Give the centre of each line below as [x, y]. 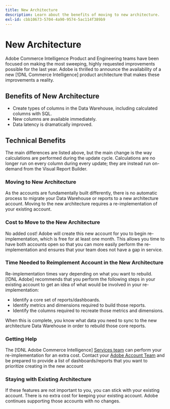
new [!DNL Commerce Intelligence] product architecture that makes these [82, 75]
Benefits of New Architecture [53, 96]
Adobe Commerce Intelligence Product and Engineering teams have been [82, 58]
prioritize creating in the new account [44, 366]
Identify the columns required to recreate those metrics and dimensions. [88, 311]
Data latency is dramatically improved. [53, 124]
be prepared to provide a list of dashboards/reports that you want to [77, 361]
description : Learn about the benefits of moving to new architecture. [82, 15]
